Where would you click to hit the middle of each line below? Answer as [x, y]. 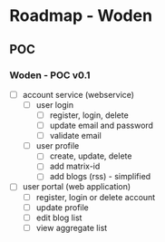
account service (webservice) [78, 94]
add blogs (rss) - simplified [100, 177]
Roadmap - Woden [81, 16]
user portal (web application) [77, 187]
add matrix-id [75, 166]
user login [55, 104]
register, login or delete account [96, 197]
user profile [58, 146]
